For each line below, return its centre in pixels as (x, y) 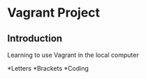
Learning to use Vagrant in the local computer (73, 55)
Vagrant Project (53, 13)
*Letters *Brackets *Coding (48, 68)
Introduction (35, 38)
